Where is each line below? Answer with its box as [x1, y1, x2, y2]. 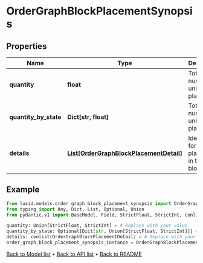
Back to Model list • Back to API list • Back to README [6, 250, 142, 258]
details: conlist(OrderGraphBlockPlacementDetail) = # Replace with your [6, 234, 196, 240]
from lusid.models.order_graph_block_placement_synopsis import [6, 200, 172, 206]
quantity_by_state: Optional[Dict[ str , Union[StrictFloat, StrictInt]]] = [6, 228, 199, 235]
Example [6, 185, 40, 195]
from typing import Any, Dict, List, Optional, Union [6, 206, 145, 212]
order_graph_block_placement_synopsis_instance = [6, 239, 134, 246]
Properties [6, 41, 47, 51]
